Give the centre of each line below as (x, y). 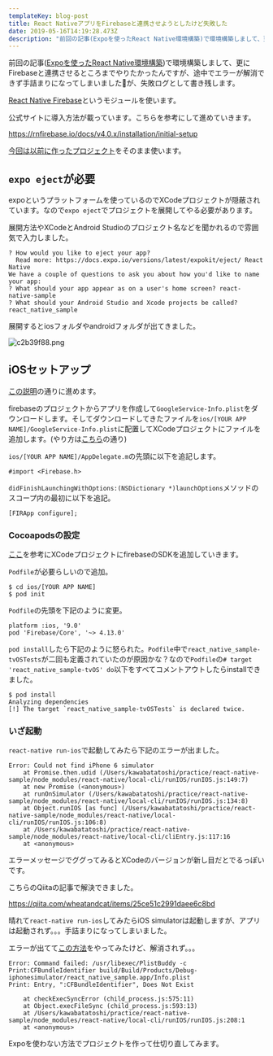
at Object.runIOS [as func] (70, 809)
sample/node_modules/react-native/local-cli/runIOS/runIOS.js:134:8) (129, 801)
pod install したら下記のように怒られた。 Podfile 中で (98, 649)
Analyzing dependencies (49, 702)
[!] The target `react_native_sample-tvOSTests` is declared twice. (127, 709)
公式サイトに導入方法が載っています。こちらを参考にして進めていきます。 (132, 118)
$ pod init (27, 595)
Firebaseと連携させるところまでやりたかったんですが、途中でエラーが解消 (133, 73)
